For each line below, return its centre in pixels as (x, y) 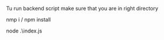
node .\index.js (24, 31)
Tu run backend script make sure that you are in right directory (82, 8)
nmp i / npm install (29, 19)
